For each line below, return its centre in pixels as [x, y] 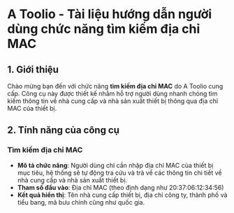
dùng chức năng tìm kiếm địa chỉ [104, 29]
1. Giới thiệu [33, 69]
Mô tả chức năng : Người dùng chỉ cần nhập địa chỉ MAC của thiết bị [115, 165]
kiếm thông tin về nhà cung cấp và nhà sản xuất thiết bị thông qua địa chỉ [113, 101]
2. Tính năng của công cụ [64, 131]
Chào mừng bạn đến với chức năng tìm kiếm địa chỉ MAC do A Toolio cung [115, 86]
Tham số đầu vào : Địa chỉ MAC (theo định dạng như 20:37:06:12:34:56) [120, 187]
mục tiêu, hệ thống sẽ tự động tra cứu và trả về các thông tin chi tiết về [119, 173]
